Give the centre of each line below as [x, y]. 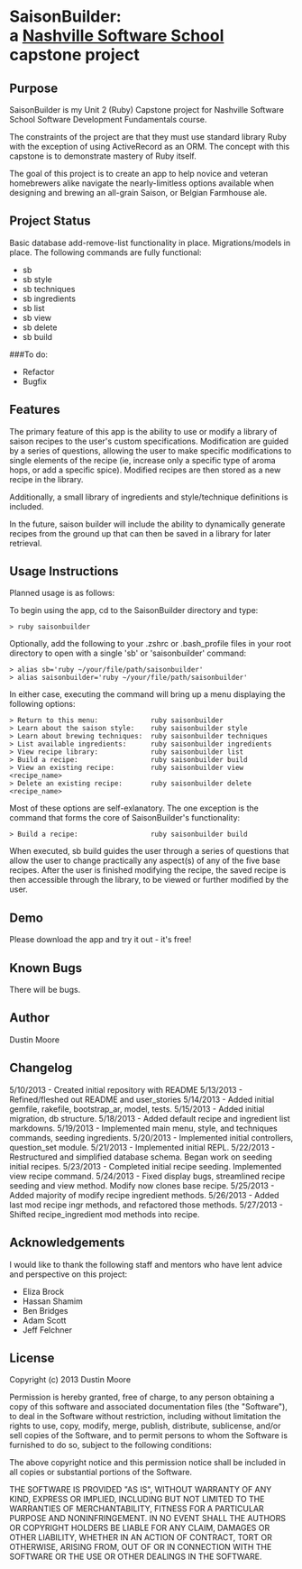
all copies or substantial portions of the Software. [101, 1473]
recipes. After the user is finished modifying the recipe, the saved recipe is [148, 870]
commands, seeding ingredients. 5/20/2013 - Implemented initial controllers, [151, 1137]
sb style [37, 279]
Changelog [41, 1068]
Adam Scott [44, 1320]
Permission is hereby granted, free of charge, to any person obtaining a [142, 1397]
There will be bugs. [45, 990]
